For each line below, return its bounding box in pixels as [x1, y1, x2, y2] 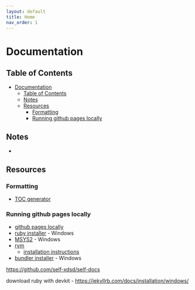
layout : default [6, 8, 46, 15]
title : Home [6, 14, 35, 20]
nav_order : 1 [6, 19, 38, 25]
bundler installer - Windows [14, 255, 82, 262]
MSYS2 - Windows [14, 236, 60, 243]
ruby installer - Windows [14, 230, 74, 237]
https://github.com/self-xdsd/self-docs [6, 266, 101, 273]
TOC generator [14, 195, 51, 203]
